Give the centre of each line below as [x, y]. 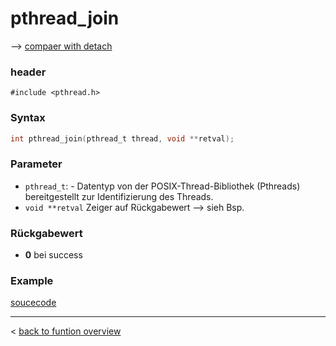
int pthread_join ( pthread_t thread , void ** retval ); [122, 138]
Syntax [28, 118]
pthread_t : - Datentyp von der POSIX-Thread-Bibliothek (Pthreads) [162, 186]
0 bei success [53, 255]
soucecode [33, 303]
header [28, 72]
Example [32, 280]
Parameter [36, 164]
